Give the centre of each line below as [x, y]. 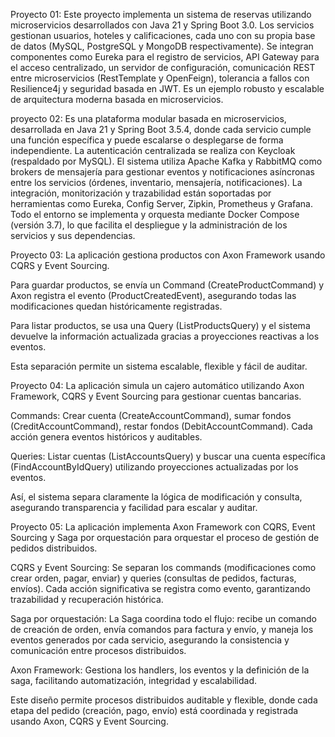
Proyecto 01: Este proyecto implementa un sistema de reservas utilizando [161, 14]
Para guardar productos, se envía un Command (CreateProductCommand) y [167, 285]
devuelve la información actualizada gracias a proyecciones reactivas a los [165, 336]
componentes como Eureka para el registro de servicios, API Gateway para [165, 57]
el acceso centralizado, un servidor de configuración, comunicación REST [163, 67]
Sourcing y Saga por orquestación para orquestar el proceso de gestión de [165, 537]
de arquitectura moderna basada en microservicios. [117, 99]
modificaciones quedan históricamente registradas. [116, 306]
